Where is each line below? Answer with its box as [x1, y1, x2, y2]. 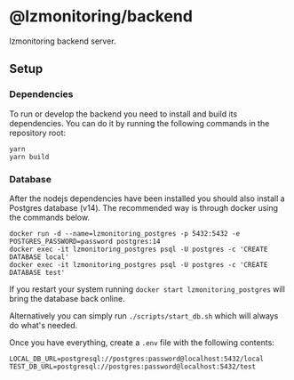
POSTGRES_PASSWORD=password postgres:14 [9, 237, 162, 246]
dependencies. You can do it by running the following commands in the [9, 117, 270, 128]
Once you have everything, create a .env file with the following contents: [9, 336, 275, 348]
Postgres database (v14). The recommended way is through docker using [9, 202, 278, 213]
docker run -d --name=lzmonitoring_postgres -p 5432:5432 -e [9, 229, 241, 238]
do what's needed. [9, 319, 78, 330]
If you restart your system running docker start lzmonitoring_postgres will [9, 283, 286, 295]
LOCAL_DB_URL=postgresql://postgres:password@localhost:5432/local [9, 354, 265, 363]
